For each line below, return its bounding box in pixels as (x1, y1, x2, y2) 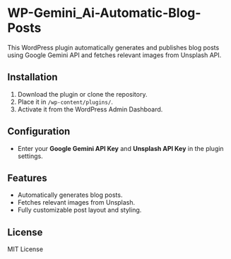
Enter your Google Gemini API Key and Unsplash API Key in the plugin (17, 144, 224, 152)
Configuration (7, 126, 71, 138)
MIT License (7, 245, 44, 253)
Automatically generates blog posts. (17, 191, 123, 199)
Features (7, 171, 47, 184)
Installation (7, 71, 58, 83)
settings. (17, 152, 44, 160)
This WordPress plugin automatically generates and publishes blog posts (7, 43, 220, 52)
